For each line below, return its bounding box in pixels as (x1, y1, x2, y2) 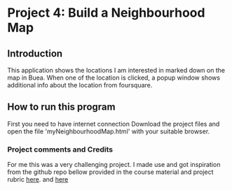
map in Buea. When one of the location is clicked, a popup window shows (7, 73, 221, 82)
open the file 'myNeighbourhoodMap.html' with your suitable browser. (7, 127, 210, 136)
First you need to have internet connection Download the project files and (7, 119, 220, 128)
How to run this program (7, 101, 116, 113)
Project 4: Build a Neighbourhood (7, 5, 205, 21)
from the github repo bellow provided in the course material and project (7, 168, 214, 176)
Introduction (7, 47, 63, 59)
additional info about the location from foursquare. (7, 81, 153, 89)
